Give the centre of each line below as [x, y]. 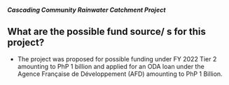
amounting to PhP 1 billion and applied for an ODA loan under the [111, 67]
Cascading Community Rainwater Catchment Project [86, 10]
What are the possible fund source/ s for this [107, 31]
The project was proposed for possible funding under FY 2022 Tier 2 [117, 59]
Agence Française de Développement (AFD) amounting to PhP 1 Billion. [120, 74]
